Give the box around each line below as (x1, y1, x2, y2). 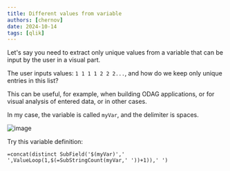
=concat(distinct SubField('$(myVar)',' (7, 151, 126, 158)
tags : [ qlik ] (7, 29, 45, 37)
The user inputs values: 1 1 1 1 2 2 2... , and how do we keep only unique (7, 69, 222, 78)
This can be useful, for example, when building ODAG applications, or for (7, 90, 215, 98)
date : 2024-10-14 (7, 23, 57, 30)
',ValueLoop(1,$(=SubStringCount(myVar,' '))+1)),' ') (7, 157, 169, 164)
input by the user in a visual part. (7, 56, 101, 64)
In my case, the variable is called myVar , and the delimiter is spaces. (7, 111, 199, 119)
